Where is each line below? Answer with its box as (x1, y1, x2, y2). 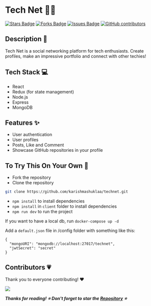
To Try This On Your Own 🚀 (5, 162, 89, 170)
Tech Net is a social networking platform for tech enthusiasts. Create (5, 48, 144, 54)
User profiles (12, 137, 39, 143)
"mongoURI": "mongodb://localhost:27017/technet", (9, 242, 115, 247)
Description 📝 (5, 35, 48, 43)
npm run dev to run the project (12, 209, 73, 215)
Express (12, 99, 29, 105)
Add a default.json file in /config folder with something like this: (5, 228, 136, 234)
